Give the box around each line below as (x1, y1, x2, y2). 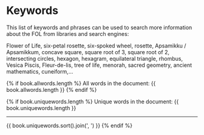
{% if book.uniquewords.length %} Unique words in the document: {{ (6, 98, 179, 105)
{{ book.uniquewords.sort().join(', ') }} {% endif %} (6, 122, 132, 129)
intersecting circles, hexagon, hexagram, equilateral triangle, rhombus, (6, 55, 183, 62)
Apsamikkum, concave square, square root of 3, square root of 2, (6, 48, 170, 55)
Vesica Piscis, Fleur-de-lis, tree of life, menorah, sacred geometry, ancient (6, 61, 192, 69)
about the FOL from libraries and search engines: (6, 30, 129, 37)
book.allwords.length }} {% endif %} (6, 86, 97, 93)
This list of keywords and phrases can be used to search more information (6, 24, 192, 31)
